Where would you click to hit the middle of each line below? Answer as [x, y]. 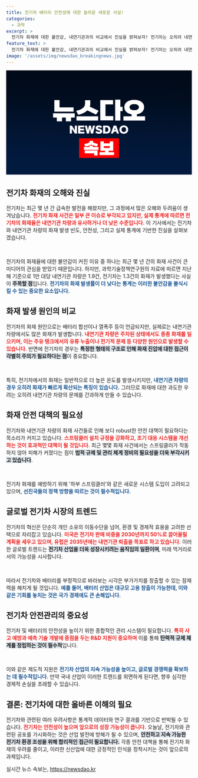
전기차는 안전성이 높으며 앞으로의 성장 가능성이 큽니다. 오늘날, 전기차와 [104, 727]
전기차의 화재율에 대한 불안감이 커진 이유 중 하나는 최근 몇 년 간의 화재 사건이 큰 [97, 262]
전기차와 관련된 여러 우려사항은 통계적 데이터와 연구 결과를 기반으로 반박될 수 [94, 720]
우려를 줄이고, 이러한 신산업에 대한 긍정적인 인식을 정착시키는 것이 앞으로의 [103, 749]
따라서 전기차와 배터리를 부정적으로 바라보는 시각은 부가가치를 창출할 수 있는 [93, 580]
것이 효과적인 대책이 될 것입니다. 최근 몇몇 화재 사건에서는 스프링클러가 [97, 445]
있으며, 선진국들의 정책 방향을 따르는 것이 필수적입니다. [69, 491]
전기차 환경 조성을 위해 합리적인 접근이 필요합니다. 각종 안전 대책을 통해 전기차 [95, 742]
